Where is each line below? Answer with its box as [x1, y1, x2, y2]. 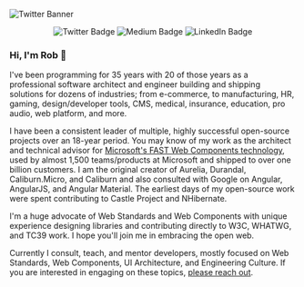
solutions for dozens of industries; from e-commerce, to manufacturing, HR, [9, 89, 295, 100]
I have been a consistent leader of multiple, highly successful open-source [9, 125, 289, 136]
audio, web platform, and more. [9, 108, 127, 119]
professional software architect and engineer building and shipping [9, 79, 261, 90]
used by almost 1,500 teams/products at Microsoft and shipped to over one [9, 154, 291, 165]
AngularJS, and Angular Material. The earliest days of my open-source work [9, 183, 296, 194]
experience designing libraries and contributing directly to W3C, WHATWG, [9, 221, 292, 232]
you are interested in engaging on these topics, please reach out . [9, 267, 254, 278]
